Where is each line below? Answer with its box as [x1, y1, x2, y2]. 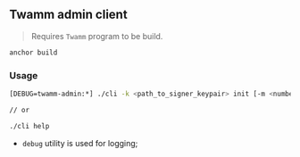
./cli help [9, 121, 50, 130]
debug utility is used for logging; [21, 137, 138, 148]
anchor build [9, 48, 58, 57]
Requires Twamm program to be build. [30, 30, 163, 41]
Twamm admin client [9, 7, 128, 22]
